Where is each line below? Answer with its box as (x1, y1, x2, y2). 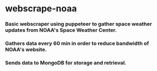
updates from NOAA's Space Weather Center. (5, 27, 117, 34)
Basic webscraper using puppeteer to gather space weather (5, 21, 152, 28)
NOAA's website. (5, 46, 47, 53)
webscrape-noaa (5, 3, 77, 14)
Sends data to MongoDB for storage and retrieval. (5, 59, 127, 66)
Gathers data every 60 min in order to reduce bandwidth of (5, 40, 149, 47)
